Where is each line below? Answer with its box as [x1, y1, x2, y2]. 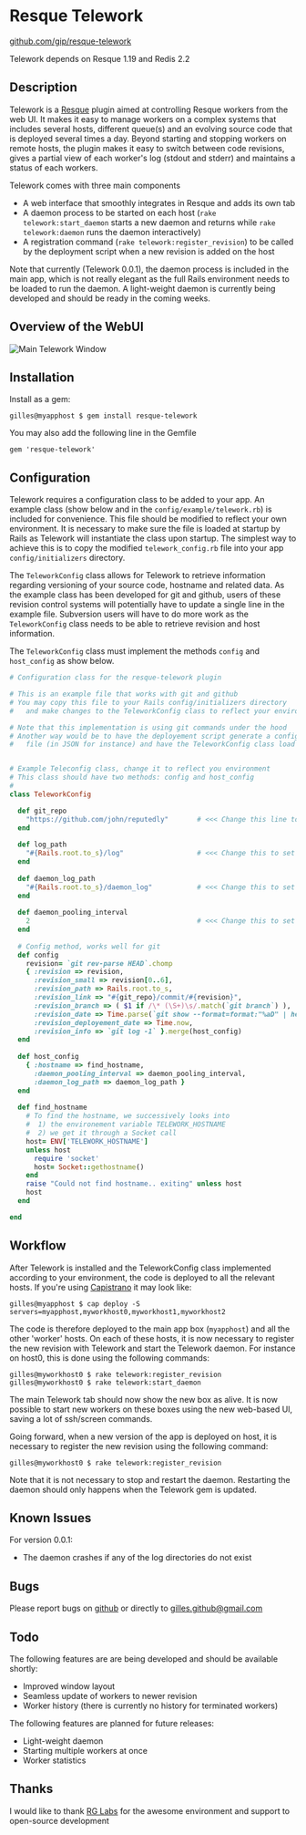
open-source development [9, 1815, 109, 1826]
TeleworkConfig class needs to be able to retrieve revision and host [9, 618, 260, 629]
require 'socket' [33, 1154, 100, 1163]
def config [17, 950, 59, 959]
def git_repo [17, 806, 67, 815]
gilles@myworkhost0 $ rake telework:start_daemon [9, 1378, 202, 1387]
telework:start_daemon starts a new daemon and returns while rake [22, 216, 276, 228]
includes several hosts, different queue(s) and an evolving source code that [9, 123, 293, 134]
